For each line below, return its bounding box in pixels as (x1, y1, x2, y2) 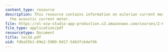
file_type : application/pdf (5, 26, 64, 31)
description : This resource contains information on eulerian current (5, 12, 155, 17)
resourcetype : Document (5, 30, 55, 35)
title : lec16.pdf (5, 35, 41, 40)
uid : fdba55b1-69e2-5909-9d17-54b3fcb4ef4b (5, 40, 97, 45)
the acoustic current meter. (9, 16, 70, 21)
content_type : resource (5, 7, 55, 12)
